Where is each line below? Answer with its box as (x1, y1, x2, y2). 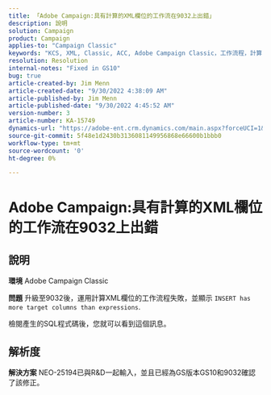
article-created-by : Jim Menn (8, 79, 110, 87)
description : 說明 (8, 19, 68, 27)
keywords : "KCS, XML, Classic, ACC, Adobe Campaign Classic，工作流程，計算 (8, 49, 263, 57)
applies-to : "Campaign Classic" (8, 42, 117, 50)
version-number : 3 (8, 110, 70, 118)
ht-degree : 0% (8, 154, 56, 162)
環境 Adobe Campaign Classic (8, 276, 109, 286)
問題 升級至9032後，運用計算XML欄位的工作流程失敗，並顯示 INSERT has (8, 293, 252, 303)
